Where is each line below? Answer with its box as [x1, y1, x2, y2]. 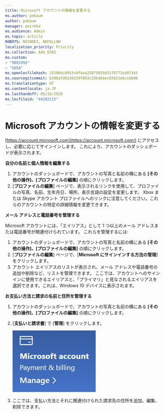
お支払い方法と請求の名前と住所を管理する [5, 293, 92, 299]
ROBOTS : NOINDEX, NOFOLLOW [5, 40, 61, 45]
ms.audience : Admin [5, 29, 45, 34]
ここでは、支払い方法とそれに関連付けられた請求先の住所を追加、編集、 [12, 398, 160, 404]
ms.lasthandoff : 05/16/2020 [5, 92, 63, 96]
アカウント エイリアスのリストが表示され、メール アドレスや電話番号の [12, 264, 158, 270]
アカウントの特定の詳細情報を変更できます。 [21, 202, 112, 208]
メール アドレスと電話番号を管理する [5, 212, 80, 218]
